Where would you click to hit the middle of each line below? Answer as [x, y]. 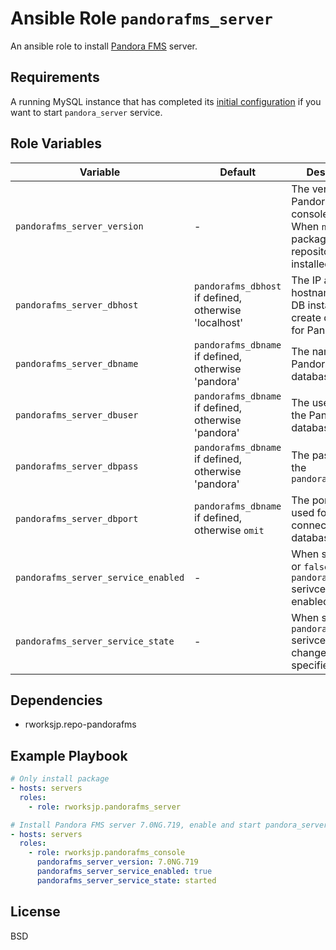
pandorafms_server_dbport [77, 518]
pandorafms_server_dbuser [77, 415]
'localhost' [219, 322]
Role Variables [56, 143]
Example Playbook [69, 755]
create [306, 317]
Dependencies [56, 700]
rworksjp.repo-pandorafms [80, 724]
